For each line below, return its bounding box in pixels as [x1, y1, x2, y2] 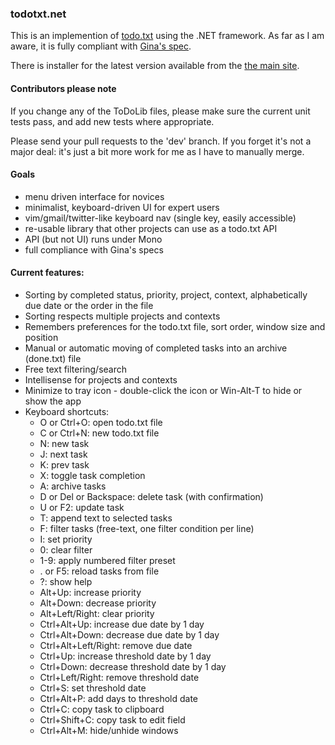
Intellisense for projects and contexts [24, 373, 178, 386]
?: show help [39, 575, 93, 587]
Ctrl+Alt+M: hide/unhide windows [39, 724, 179, 736]
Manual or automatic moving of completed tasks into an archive [24, 342, 288, 354]
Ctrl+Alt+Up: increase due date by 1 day [39, 618, 205, 630]
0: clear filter [39, 543, 93, 556]
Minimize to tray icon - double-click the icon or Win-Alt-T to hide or [24, 384, 303, 396]
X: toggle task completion [39, 469, 146, 481]
